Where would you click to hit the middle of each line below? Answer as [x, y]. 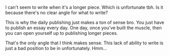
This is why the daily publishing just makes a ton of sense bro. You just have [85, 22]
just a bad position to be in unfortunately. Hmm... [56, 48]
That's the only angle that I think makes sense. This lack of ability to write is [84, 43]
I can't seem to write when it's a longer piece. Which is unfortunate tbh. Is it [84, 7]
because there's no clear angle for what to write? [57, 13]
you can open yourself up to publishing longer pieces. [62, 33]
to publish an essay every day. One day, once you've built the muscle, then [83, 28]
